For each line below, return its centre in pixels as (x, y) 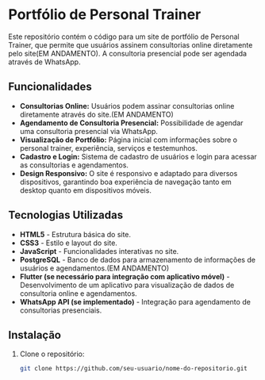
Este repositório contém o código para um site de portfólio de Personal (124, 36)
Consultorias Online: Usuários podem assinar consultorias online (127, 106)
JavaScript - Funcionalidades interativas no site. (99, 251)
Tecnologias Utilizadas (66, 215)
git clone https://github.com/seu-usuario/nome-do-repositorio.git (133, 369)
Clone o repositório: (52, 354)
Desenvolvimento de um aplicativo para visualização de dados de (127, 285)
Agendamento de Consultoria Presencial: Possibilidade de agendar (131, 123)
